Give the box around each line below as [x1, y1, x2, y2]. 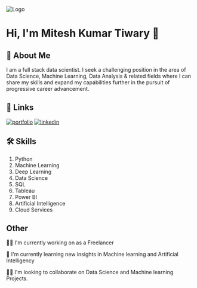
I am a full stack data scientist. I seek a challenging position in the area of [6, 66, 186, 73]
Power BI [14, 193, 38, 200]
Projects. [6, 275, 28, 282]
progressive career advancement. [6, 85, 90, 92]
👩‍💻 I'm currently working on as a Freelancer [6, 239, 115, 246]
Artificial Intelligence [14, 200, 66, 207]
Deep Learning [14, 168, 52, 175]
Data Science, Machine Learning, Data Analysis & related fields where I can [6, 72, 192, 79]
